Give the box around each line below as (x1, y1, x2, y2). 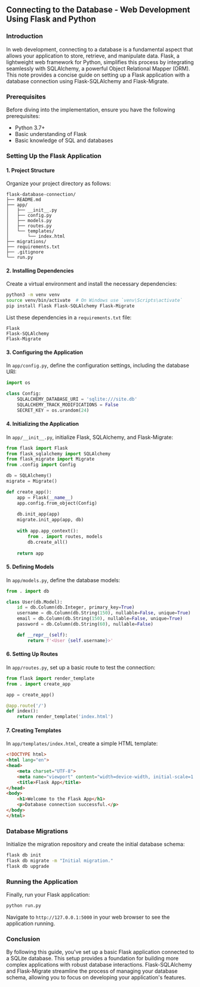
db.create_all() (27, 539, 68, 545)
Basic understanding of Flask (14, 130, 87, 137)
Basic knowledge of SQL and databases (14, 137, 113, 144)
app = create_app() (6, 692, 55, 698)
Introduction (6, 32, 43, 41)
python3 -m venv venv (6, 292, 60, 298)
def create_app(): (6, 489, 52, 495)
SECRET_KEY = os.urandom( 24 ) (17, 407, 90, 413)
